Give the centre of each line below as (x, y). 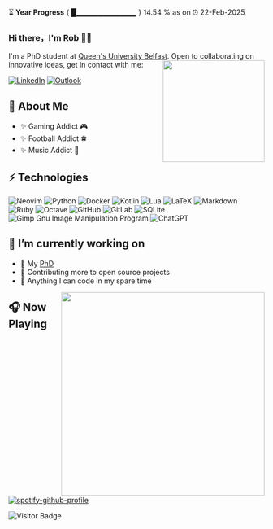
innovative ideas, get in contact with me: (76, 65)
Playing (28, 324)
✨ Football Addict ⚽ (54, 138)
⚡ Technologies (48, 177)
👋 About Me (39, 106)
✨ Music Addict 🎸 (50, 151)
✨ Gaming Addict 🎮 (54, 126)
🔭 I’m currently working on (77, 244)
